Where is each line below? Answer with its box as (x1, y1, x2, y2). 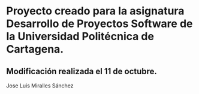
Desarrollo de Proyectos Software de (6, 17, 193, 31)
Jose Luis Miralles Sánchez (6, 82, 74, 89)
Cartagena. (6, 43, 64, 56)
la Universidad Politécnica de (6, 30, 155, 43)
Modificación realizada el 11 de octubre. (6, 66, 158, 76)
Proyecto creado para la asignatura (6, 4, 185, 18)
